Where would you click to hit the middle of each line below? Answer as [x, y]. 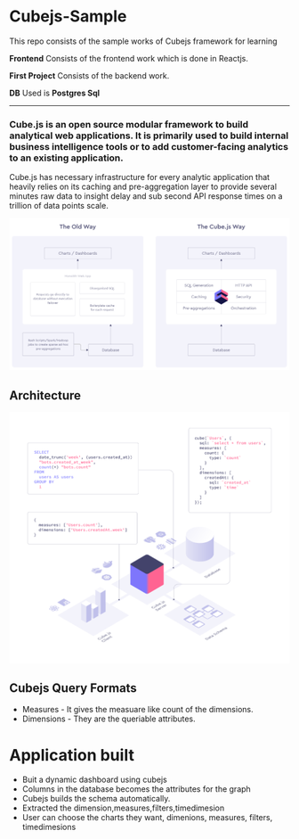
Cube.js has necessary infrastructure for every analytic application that [139, 177]
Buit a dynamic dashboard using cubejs [94, 780]
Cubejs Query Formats [73, 688]
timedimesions [49, 827]
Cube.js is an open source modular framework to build [129, 124]
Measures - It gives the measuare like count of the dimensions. [137, 710]
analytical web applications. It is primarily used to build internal [149, 136]
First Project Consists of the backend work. [89, 75]
